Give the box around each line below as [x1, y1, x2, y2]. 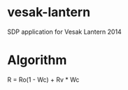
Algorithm [7, 52, 67, 68]
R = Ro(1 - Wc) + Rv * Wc [7, 75, 80, 84]
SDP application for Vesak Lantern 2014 [7, 27, 122, 36]
